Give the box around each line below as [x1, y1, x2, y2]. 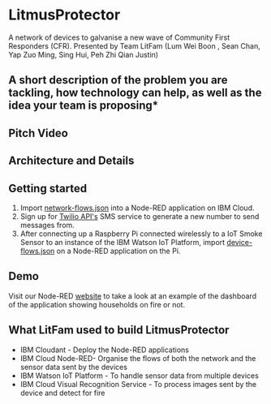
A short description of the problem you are [8, 73, 228, 87]
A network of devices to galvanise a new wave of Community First [8, 32, 230, 42]
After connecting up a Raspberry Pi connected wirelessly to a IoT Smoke [19, 229, 263, 239]
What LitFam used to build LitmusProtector [8, 323, 230, 337]
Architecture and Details [8, 154, 135, 168]
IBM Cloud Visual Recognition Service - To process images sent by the [19, 379, 257, 389]
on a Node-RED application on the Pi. [56, 246, 181, 256]
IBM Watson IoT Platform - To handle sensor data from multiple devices [19, 371, 260, 380]
